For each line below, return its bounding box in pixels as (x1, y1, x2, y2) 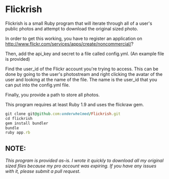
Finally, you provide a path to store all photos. (5, 92, 100, 98)
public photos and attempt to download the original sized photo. (5, 25, 138, 31)
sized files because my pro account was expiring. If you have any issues (5, 163, 156, 169)
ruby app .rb (5, 130, 30, 135)
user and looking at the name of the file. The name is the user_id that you (5, 76, 157, 82)
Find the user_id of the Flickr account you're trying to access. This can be (5, 66, 159, 72)
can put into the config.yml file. (5, 82, 70, 88)
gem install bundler (5, 120, 49, 126)
